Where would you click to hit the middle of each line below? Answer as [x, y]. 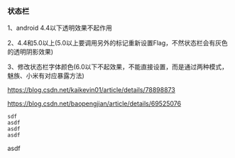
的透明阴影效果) [31, 52]
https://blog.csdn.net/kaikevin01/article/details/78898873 [91, 90]
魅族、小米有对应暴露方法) [46, 76]
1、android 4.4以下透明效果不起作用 [60, 28]
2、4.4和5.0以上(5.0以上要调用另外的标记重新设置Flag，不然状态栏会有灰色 [118, 43]
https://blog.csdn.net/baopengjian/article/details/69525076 [94, 103]
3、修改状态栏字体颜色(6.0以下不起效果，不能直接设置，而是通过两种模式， [118, 67]
